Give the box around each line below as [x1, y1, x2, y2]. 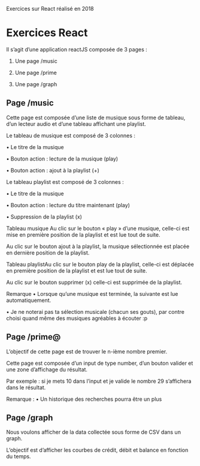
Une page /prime [14, 69, 57, 76]
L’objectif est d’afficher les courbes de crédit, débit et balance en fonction [6, 446, 189, 454]
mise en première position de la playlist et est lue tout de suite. [6, 231, 160, 238]
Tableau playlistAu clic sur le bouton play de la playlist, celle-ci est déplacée [6, 261, 195, 268]
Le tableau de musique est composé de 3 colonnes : [6, 132, 136, 139]
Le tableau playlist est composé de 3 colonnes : [6, 178, 124, 185]
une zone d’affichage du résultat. [6, 365, 88, 373]
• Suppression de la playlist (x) [6, 213, 83, 220]
